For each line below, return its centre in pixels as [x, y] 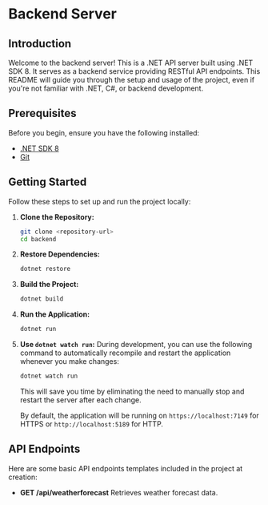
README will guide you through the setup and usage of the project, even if [131, 80]
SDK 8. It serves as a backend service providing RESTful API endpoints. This [134, 71]
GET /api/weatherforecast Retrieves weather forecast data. [119, 492]
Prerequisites [42, 113]
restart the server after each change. [80, 400]
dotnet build [42, 299]
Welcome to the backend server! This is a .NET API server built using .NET [131, 63]
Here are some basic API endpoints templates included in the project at [126, 468]
